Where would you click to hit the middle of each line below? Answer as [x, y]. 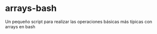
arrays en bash [20, 26]
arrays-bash [31, 8]
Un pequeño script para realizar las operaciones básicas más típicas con [79, 22]
